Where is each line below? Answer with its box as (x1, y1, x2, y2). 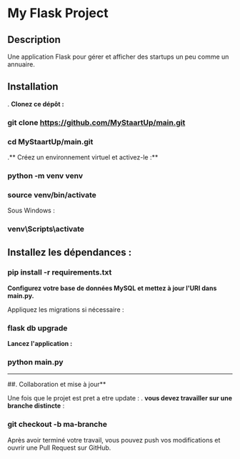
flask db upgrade (7, 323, 68, 333)
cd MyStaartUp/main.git (7, 137, 94, 147)
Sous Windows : (7, 206, 55, 215)
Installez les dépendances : (7, 246, 132, 258)
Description (7, 34, 61, 46)
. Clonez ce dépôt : (7, 99, 64, 108)
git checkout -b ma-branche (7, 420, 107, 430)
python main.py (7, 357, 64, 367)
